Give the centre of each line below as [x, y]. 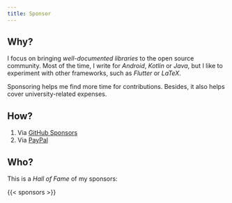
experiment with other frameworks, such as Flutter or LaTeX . [94, 73]
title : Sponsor [29, 14]
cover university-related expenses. [57, 94]
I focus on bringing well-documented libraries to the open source [101, 58]
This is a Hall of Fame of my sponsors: [62, 179]
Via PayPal [33, 140]
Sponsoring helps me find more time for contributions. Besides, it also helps [116, 87]
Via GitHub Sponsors [47, 133]
